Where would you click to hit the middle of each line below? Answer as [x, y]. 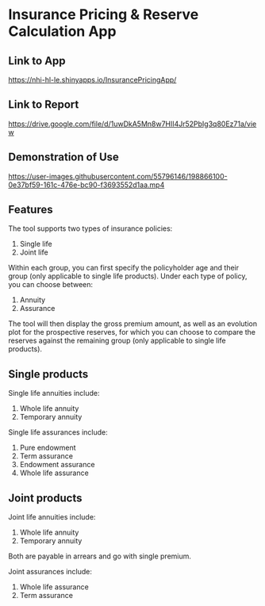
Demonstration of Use [63, 157]
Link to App [37, 61]
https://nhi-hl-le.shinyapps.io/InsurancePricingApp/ [92, 80]
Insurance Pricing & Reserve [104, 15]
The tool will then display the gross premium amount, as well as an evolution [133, 324]
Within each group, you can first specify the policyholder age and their [124, 268]
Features [31, 210]
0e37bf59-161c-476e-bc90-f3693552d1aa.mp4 [86, 185]
